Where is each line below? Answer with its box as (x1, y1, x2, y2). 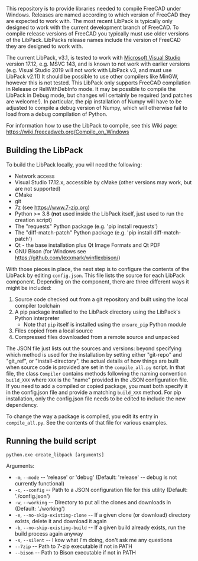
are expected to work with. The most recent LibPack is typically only (6, 18, 173, 24)
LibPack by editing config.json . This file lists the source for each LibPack (6, 272, 185, 279)
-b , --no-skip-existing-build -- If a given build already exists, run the (14, 524, 186, 531)
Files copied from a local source (14, 327, 93, 334)
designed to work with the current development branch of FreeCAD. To (6, 24, 179, 31)
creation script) (14, 216, 53, 223)
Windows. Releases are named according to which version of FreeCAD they (6, 11, 191, 18)
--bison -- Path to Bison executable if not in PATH (14, 549, 136, 556)
